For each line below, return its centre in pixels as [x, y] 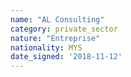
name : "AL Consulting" [57, 19]
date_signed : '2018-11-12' [66, 57]
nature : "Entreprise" [55, 38]
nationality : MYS [46, 47]
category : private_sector [64, 29]
